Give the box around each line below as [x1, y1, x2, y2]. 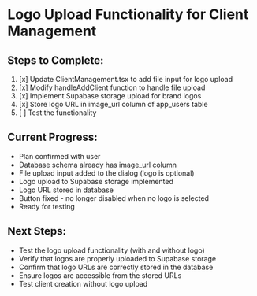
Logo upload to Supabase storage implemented [18, 176, 174, 186]
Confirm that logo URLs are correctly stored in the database [18, 262, 214, 272]
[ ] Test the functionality [18, 108, 97, 117]
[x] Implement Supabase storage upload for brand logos [18, 91, 202, 100]
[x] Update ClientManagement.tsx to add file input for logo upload [18, 75, 233, 83]
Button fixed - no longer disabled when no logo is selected [18, 193, 210, 202]
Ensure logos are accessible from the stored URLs [18, 270, 182, 280]
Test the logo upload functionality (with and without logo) [18, 246, 206, 255]
